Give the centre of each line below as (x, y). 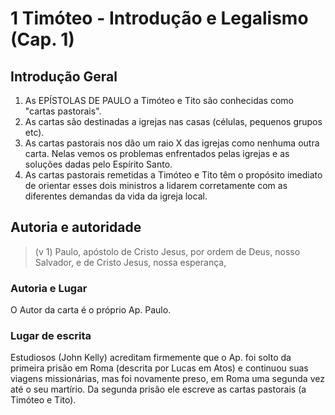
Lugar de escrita (51, 336)
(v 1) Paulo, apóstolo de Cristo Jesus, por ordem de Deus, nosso (167, 251)
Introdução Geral (64, 76)
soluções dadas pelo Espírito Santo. (98, 164)
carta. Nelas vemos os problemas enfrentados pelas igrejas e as (157, 153)
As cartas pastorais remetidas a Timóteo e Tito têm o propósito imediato (173, 175)
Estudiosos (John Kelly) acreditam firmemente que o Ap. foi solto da (151, 358)
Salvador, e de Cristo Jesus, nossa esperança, (130, 262)
